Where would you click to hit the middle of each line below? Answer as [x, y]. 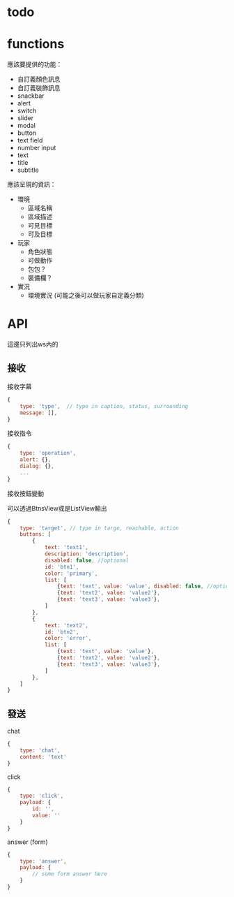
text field [30, 140]
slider [25, 118]
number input [37, 148]
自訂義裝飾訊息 [39, 88]
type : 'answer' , [44, 861]
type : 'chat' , [40, 750]
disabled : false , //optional [87, 560]
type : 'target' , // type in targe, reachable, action [99, 528]
